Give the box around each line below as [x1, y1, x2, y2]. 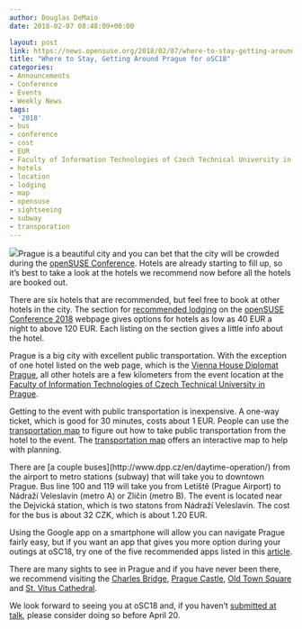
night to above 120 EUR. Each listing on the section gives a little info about [9, 323, 283, 333]
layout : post [9, 38, 58, 47]
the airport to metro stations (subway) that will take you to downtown [9, 470, 265, 482]
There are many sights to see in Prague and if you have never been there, [9, 563, 281, 574]
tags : [9, 105, 30, 114]
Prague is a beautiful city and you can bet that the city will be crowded [18, 248, 280, 259]
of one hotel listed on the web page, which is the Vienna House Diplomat [9, 360, 279, 370]
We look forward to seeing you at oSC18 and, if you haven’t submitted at [9, 600, 277, 611]
